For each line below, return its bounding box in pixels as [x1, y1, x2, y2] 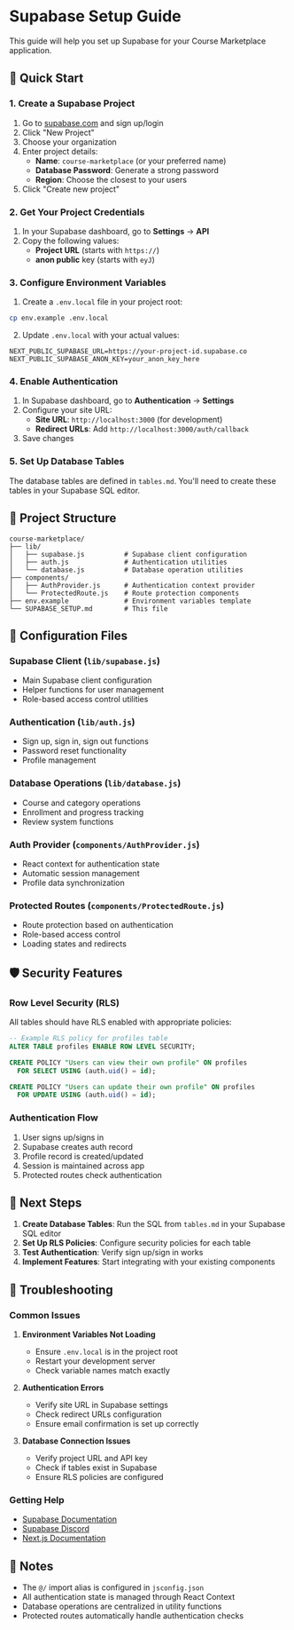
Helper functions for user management [21, 684, 165, 695]
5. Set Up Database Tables [9, 455, 125, 468]
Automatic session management [21, 868, 140, 879]
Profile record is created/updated [21, 1151, 143, 1161]
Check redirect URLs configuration [35, 1409, 162, 1420]
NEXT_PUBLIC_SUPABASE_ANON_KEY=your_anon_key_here [9, 355, 200, 364]
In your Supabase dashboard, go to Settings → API [21, 226, 210, 236]
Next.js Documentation [21, 1533, 106, 1544]
